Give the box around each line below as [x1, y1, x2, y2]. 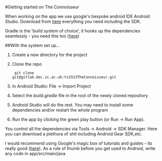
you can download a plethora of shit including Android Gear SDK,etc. [5, 131, 143, 137]
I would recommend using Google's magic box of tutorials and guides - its [5, 140, 152, 146]
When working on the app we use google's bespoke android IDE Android [5, 14, 150, 19]
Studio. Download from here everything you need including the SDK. [5, 19, 141, 24]
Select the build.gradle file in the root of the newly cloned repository [12, 93, 148, 98]
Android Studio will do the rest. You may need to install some [12, 102, 133, 108]
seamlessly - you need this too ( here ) [5, 33, 80, 39]
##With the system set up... [5, 43, 60, 48]
